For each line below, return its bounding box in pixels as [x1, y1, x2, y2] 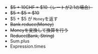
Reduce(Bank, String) [10, 33, 55, 39]
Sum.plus [10, 38, 30, 44]
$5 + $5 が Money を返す [10, 16, 58, 21]
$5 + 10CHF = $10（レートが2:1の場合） [10, 4, 93, 10]
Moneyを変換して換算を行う [10, 27, 69, 33]
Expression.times [10, 44, 46, 49]
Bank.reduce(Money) [10, 21, 54, 27]
